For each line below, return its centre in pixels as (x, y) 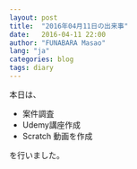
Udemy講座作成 (51, 125)
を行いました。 (37, 155)
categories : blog (42, 59)
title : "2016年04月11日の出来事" (69, 26)
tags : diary (31, 68)
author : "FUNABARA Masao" (57, 43)
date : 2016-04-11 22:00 (57, 34)
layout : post (34, 18)
